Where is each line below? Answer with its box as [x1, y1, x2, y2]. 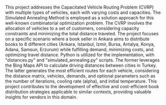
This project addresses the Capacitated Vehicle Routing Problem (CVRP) [5, 4, 154, 10]
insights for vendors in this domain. [5, 94, 78, 100]
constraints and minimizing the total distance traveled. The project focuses [5, 31, 159, 36]
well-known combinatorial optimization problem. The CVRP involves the [5, 20, 153, 26]
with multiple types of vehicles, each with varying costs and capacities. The [5, 9, 161, 15]
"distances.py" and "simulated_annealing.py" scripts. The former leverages [5, 57, 160, 63]
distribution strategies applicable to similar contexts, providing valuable [5, 89, 152, 95]
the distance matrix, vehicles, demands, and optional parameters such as [5, 73, 156, 79]
